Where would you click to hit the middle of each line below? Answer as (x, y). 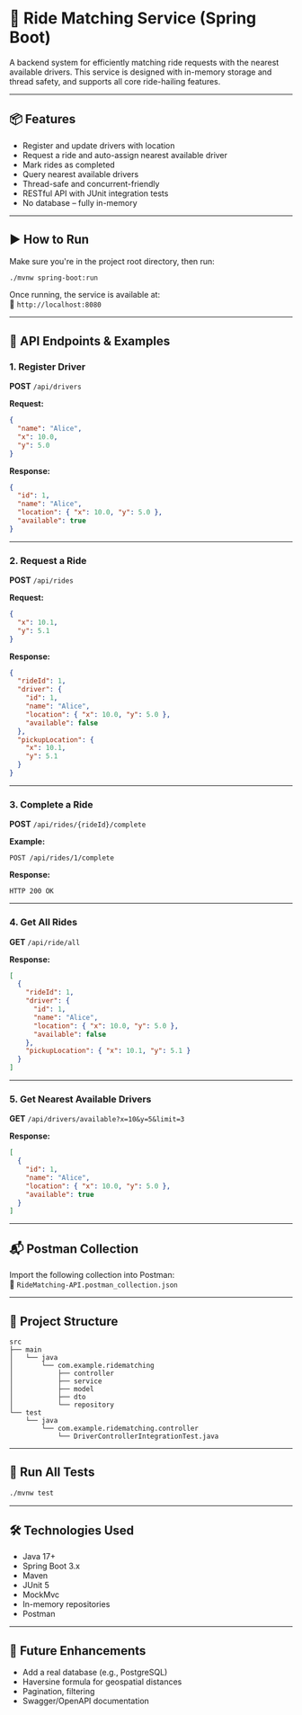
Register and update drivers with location (98, 145)
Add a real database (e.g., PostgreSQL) (95, 1673)
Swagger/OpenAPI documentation (86, 1701)
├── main (26, 1349)
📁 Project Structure (64, 1321)
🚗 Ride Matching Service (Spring (133, 18)
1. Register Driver (48, 366)
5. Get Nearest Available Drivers (80, 1099)
